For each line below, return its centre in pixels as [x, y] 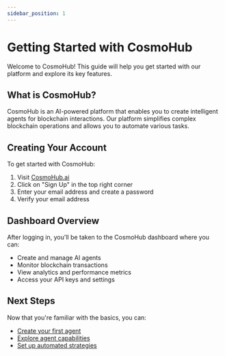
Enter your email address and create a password [85, 192]
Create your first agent [49, 331]
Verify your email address [53, 199]
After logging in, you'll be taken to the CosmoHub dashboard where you [108, 237]
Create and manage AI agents [59, 258]
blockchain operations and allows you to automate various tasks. [98, 126]
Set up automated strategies [57, 345]
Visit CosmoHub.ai [43, 177]
